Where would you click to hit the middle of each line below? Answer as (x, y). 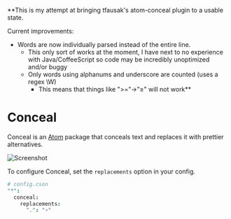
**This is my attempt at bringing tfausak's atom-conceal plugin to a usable (115, 10)
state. (15, 17)
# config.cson (28, 184)
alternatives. (25, 144)
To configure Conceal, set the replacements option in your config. (101, 171)
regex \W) (42, 82)
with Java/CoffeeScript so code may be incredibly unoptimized (119, 59)
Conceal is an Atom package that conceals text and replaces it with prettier (115, 136)
